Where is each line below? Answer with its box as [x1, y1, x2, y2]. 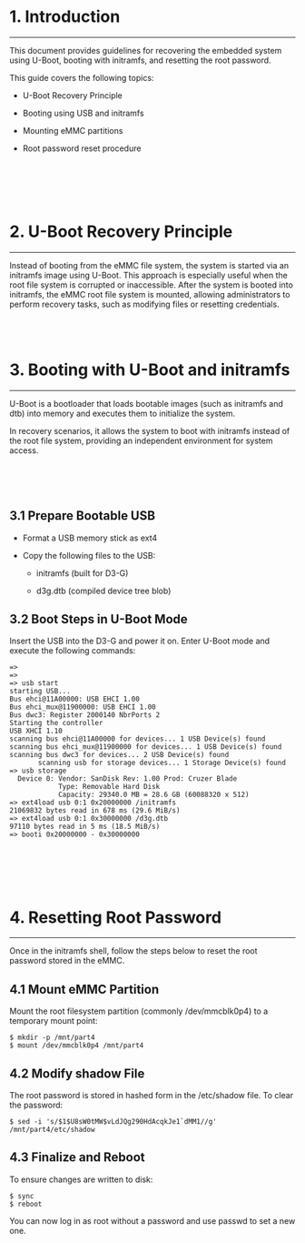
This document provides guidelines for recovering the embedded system [9, 45, 282, 56]
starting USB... [9, 687, 71, 696]
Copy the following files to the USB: [22, 550, 156, 561]
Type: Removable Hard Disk [57, 783, 161, 792]
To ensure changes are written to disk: [9, 1174, 153, 1185]
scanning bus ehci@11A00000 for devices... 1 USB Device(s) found [9, 734, 266, 743]
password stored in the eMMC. [9, 955, 125, 966]
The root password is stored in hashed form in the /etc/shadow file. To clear [9, 1090, 293, 1100]
